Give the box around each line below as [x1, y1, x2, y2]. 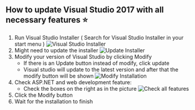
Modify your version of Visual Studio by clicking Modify [14, 53, 152, 60]
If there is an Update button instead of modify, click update [23, 60, 170, 67]
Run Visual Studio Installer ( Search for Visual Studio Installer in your [14, 34, 184, 41]
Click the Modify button [14, 91, 73, 99]
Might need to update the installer [14, 46, 99, 53]
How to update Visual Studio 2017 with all [5, 5, 164, 15]
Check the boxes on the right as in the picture [23, 85, 137, 92]
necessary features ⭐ [5, 15, 88, 25]
